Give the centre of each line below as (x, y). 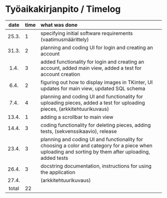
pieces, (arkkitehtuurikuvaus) (75, 109)
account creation (60, 74)
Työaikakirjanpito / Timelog (63, 9)
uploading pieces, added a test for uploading (93, 103)
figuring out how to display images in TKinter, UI (97, 82)
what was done (59, 25)
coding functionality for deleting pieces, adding (96, 125)
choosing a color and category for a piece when (96, 145)
